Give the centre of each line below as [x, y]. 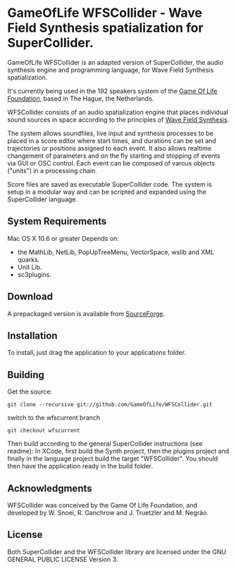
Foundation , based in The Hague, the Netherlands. [81, 98]
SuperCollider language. [43, 199]
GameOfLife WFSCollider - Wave [105, 13]
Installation [32, 336]
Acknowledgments [50, 488]
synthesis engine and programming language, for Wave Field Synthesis [111, 70]
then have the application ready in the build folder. [80, 466]
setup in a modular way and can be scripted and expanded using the [107, 192]
